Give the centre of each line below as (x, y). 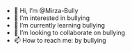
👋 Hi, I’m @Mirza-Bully (46, 11)
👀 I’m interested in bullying (52, 18)
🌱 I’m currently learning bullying (59, 25)
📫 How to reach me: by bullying (60, 40)
